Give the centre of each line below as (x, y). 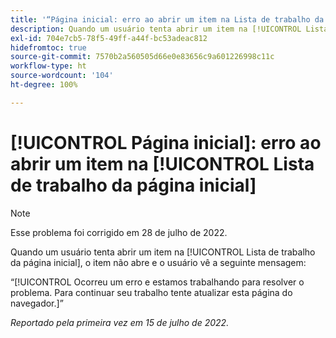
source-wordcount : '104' (62, 76)
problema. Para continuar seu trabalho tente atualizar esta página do (151, 292)
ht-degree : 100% (44, 85)
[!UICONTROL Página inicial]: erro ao (166, 142)
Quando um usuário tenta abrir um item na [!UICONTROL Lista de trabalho (163, 252)
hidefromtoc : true (48, 47)
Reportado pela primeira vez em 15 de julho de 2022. (120, 322)
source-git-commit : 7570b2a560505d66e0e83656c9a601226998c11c (142, 57)
